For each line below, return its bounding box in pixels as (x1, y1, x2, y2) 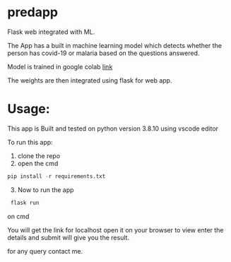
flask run (10, 199, 40, 206)
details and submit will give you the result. (7, 233, 129, 242)
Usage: (7, 101, 51, 117)
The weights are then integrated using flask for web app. (7, 76, 172, 85)
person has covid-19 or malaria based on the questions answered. (7, 49, 200, 57)
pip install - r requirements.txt (7, 172, 106, 180)
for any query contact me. (7, 246, 83, 255)
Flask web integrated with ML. (7, 28, 95, 36)
